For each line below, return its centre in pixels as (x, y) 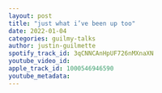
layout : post (30, 16)
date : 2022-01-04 (38, 31)
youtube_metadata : (39, 76)
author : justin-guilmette (52, 46)
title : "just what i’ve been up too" (72, 23)
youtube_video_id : (39, 61)
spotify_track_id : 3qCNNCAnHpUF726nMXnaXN (81, 53)
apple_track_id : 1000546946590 (61, 69)
